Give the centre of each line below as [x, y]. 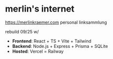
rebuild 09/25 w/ [22, 31]
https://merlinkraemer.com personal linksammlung [56, 22]
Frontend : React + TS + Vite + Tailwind [52, 41]
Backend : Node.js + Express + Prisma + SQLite [60, 46]
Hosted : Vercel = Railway [38, 51]
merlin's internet [40, 9]
